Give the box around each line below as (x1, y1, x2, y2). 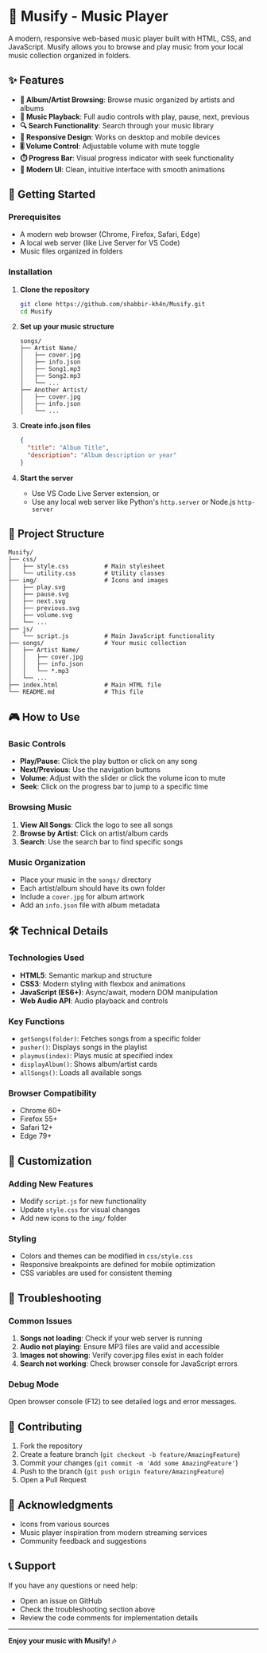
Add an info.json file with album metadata (19, 900, 161, 910)
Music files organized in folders (19, 246, 123, 256)
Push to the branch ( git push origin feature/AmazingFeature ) (19, 1466, 225, 1476)
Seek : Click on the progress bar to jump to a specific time (19, 781, 209, 792)
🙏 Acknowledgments (8, 1498, 114, 1512)
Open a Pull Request (19, 1475, 87, 1485)
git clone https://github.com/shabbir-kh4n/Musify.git (19, 300, 206, 308)
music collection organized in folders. (8, 50, 131, 60)
